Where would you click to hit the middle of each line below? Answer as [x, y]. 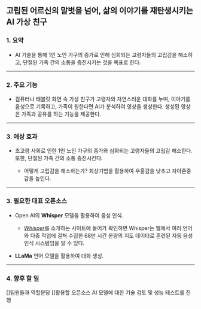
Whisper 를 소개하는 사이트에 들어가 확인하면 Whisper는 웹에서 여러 [103, 228]
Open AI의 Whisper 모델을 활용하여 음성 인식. [69, 215]
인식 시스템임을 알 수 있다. [54, 243]
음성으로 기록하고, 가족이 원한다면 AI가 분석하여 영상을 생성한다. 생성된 [97, 106]
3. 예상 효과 [22, 137]
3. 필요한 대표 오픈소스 [37, 201]
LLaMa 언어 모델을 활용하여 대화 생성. [59, 256]
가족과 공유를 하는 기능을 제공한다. [61, 114]
